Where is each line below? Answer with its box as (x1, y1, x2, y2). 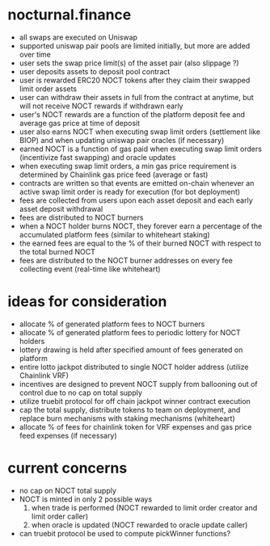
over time (19, 49, 52, 59)
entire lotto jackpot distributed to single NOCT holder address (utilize (19, 362, 249, 372)
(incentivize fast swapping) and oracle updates (19, 152, 176, 162)
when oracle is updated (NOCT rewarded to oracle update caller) (31, 519, 248, 530)
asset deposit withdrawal (19, 204, 103, 213)
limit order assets (19, 83, 78, 94)
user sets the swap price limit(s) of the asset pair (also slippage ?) (19, 58, 239, 68)
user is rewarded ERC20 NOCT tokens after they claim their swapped (19, 75, 251, 85)
